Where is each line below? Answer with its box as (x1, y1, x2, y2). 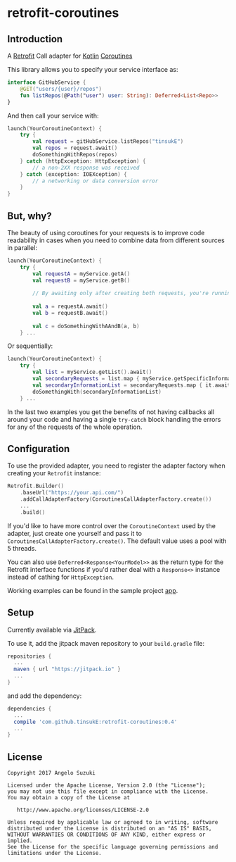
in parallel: (7, 243, 37, 251)
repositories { (7, 653, 52, 660)
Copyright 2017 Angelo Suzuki (7, 770, 96, 777)
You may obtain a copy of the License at (7, 794, 131, 801)
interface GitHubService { (7, 79, 86, 86)
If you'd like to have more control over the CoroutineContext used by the (7, 521, 216, 530)
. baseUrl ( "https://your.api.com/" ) (20, 489, 124, 496)
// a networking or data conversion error (32, 177, 159, 185)
